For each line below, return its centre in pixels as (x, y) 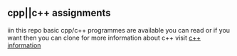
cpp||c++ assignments (59, 13)
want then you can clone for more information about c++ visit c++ (104, 38)
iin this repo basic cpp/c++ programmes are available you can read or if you (118, 30)
